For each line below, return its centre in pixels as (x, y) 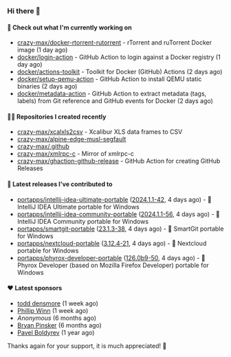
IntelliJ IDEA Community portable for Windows (83, 221)
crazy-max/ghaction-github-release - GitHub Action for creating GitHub (119, 161)
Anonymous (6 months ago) (56, 318)
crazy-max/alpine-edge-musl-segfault (71, 139)
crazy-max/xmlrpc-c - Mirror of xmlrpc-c (75, 154)
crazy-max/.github (43, 146)
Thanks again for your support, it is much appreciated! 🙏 (87, 345)
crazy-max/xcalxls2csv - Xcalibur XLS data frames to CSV (100, 132)
